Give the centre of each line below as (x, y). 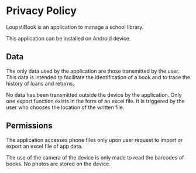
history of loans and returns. (40, 83)
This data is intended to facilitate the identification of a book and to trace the (98, 77)
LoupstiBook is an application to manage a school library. (75, 27)
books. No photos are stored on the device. (59, 164)
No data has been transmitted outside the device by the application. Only (94, 94)
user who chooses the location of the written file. (65, 107)
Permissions (29, 126)
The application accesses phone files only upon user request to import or (94, 140)
